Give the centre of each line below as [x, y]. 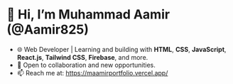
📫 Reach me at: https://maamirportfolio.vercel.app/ [92, 73]
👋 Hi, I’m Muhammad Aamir [88, 15]
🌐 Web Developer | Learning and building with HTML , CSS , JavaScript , [121, 49]
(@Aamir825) [48, 30]
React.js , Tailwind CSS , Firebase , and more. [82, 57]
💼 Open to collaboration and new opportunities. [86, 65]
